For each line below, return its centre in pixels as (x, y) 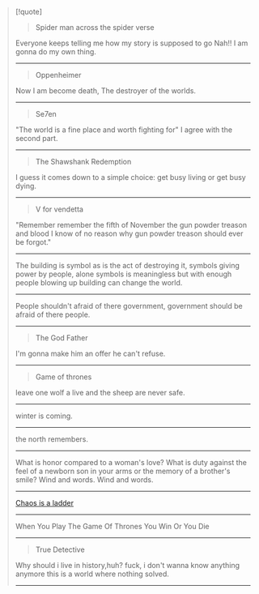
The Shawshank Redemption (83, 162)
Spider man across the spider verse (95, 27)
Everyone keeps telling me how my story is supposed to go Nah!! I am (132, 43)
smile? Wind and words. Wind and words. (84, 480)
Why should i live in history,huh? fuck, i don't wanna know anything (127, 565)
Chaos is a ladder (45, 503)
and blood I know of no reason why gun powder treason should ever (129, 233)
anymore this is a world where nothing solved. (92, 574)
